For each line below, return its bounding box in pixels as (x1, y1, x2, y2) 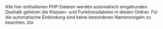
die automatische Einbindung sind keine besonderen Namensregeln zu (5, 14, 151, 20)
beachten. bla (5, 20, 34, 25)
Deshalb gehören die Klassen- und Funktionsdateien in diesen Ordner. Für (5, 9, 158, 15)
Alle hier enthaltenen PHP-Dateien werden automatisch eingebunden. (5, 4, 149, 9)
